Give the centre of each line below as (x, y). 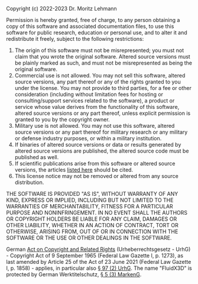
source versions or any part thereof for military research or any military (101, 132)
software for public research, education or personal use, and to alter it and (97, 33)
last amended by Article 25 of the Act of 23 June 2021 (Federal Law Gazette (99, 262)
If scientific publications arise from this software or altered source (95, 163)
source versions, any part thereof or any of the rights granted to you (98, 82)
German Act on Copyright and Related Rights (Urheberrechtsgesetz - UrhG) (98, 249)
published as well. (37, 157)
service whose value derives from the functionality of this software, (97, 107)
